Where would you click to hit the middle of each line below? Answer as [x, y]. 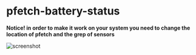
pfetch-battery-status [63, 11]
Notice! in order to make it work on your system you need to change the [98, 28]
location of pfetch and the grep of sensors [61, 34]
